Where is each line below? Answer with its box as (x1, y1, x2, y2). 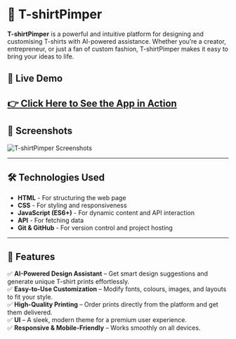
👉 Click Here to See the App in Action (7, 97, 177, 109)
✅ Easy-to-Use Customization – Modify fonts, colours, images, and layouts (7, 285, 227, 293)
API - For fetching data (17, 216, 84, 225)
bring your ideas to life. (7, 52, 74, 61)
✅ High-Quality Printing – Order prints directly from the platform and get (7, 300, 219, 309)
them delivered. (7, 308, 53, 316)
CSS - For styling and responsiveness (17, 201, 128, 210)
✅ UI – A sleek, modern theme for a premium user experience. (7, 316, 188, 324)
